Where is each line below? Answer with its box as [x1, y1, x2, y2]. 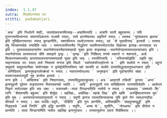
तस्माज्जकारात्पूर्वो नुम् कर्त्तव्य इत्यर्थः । [5, 73, 60, 78]
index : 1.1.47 [5, 7, 37, 12]
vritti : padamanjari [5, 16, 50, 21]
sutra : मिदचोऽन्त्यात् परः [5, 12, 46, 17]
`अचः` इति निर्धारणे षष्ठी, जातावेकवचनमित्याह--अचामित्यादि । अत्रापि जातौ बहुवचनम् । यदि [5, 30, 142, 35]
